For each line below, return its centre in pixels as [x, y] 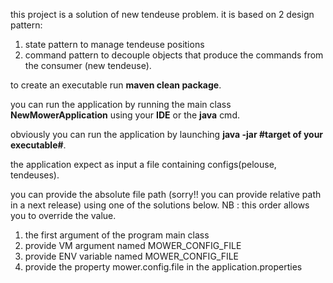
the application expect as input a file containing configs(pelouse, [143, 164]
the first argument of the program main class [117, 235]
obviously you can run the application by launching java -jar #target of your [167, 134]
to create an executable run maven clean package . [116, 85]
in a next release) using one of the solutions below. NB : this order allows [160, 205]
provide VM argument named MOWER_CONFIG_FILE [133, 245]
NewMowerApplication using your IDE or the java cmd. [125, 115]
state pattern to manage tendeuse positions [114, 44]
